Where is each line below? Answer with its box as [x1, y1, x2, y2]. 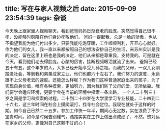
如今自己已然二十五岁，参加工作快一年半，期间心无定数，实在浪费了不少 [13, 107, 160, 113]
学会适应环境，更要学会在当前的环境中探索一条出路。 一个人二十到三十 [13, 89, 157, 95]
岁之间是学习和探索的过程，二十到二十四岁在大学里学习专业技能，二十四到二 [5, 95, 160, 101]
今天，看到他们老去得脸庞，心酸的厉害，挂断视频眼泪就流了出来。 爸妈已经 [5, 58, 157, 64]
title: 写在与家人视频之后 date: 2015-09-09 [5, 4, 137, 13]
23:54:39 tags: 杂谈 [5, 14, 67, 22]
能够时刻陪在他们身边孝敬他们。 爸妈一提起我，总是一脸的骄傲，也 [18, 34, 153, 40]
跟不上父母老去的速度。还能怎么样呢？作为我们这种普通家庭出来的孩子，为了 [5, 77, 160, 82]
